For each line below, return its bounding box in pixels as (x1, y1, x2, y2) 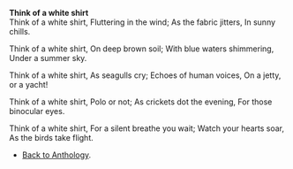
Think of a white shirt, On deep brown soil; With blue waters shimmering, (9, 43, 274, 54)
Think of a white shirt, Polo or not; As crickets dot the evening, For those (9, 96, 273, 107)
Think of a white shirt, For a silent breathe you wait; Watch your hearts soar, (9, 123, 285, 134)
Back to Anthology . (21, 150, 92, 160)
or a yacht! (9, 80, 49, 89)
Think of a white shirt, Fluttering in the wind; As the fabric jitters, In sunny (9, 17, 276, 27)
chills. (9, 27, 31, 36)
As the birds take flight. (9, 133, 94, 142)
